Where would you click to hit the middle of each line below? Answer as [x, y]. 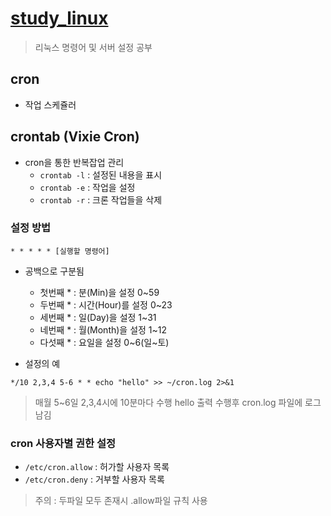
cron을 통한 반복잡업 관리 [74, 162]
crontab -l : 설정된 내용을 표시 [101, 174]
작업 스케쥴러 [50, 104]
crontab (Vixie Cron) [75, 137]
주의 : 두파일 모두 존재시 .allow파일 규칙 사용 [121, 501]
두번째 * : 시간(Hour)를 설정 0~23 [106, 304]
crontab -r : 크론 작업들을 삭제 [101, 199]
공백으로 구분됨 [54, 271]
